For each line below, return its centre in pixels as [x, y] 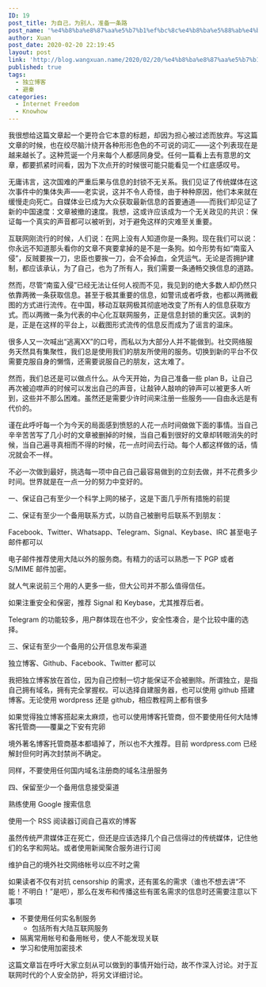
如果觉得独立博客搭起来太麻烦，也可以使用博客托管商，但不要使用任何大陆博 [133, 717]
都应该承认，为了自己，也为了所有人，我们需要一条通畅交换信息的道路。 [140, 268]
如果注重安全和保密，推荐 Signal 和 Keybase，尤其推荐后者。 [108, 603]
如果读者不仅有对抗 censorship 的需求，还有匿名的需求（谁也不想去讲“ [123, 881]
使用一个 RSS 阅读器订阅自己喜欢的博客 [72, 821]
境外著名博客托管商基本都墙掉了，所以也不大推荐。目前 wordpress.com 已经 [133, 744]
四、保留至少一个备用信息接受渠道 [64, 787]
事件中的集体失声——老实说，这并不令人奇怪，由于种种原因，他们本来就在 [136, 192]
